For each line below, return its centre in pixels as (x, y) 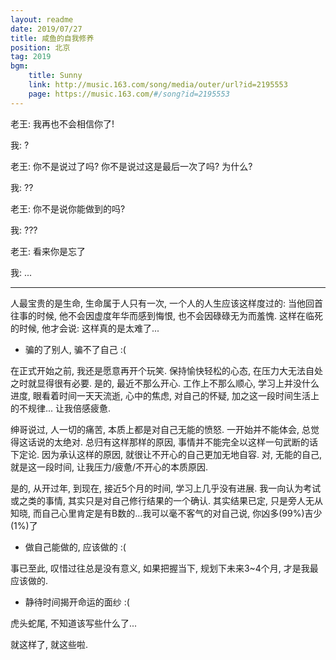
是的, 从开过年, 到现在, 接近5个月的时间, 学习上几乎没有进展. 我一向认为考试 (166, 488)
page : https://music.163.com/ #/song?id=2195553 (129, 94)
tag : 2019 (31, 57)
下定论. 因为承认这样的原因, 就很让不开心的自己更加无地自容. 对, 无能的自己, (166, 454)
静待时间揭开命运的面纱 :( (77, 602)
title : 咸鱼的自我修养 (52, 38)
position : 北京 (40, 47)
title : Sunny (55, 76)
